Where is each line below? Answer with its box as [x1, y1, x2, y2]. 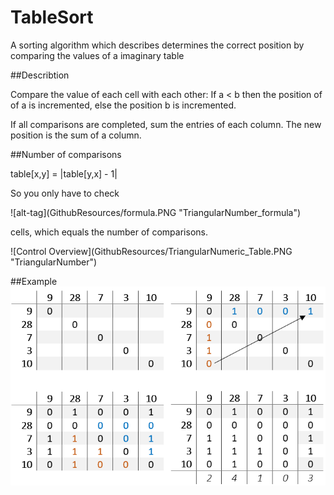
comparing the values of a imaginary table [10, 49, 185, 61]
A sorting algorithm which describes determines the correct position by [10, 39, 305, 51]
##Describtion [10, 69, 70, 81]
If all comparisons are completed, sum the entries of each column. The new [10, 118, 322, 130]
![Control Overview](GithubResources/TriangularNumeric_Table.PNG [10, 245, 293, 257]
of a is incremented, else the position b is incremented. [10, 99, 237, 111]
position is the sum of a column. [10, 129, 142, 141]
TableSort [10, 6, 94, 29]
